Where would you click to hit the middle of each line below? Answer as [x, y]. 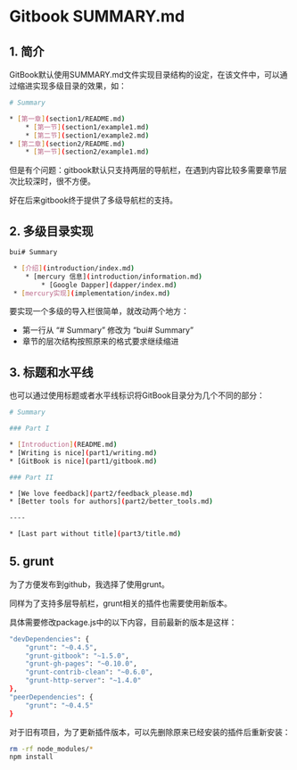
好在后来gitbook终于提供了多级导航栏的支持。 [94, 200]
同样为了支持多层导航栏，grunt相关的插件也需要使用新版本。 [120, 603]
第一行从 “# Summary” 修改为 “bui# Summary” [108, 330]
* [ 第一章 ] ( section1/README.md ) [67, 119]
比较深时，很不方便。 [56, 181]
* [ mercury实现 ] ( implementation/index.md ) [92, 293]
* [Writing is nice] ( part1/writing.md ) [83, 452]
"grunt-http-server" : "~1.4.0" [83, 681]
